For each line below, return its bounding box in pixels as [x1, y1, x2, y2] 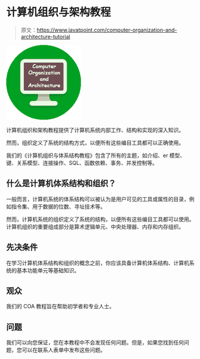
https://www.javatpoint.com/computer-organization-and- [36, 26, 177, 33]
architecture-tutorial [20, 33, 70, 40]
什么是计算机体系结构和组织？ [6, 179, 116, 189]
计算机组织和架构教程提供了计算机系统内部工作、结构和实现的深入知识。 [6, 126, 184, 133]
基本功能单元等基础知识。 [16, 266, 79, 274]
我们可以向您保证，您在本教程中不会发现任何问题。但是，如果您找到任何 [6, 339, 184, 346]
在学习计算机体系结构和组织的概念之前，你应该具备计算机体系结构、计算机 [6, 259, 189, 266]
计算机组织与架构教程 [6, 5, 112, 19]
